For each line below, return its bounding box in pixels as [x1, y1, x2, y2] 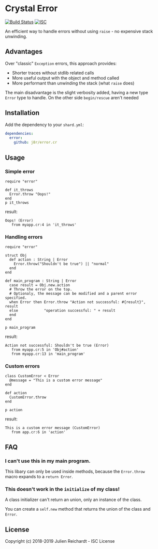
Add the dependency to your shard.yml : [5, 122, 84, 128]
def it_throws [5, 187, 34, 192]
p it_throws [5, 200, 29, 205]
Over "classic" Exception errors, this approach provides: [5, 60, 117, 66]
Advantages [5, 48, 43, 56]
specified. [5, 295, 27, 301]
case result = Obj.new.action [9, 283, 70, 288]
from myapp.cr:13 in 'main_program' [11, 352, 86, 356]
